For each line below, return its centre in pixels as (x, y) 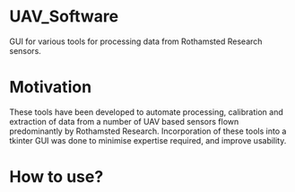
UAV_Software (64, 17)
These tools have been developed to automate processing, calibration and (147, 112)
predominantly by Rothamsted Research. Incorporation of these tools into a (148, 131)
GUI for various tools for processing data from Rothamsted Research (136, 41)
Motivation (51, 87)
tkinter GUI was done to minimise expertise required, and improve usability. (148, 140)
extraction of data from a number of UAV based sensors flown (124, 121)
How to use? (56, 177)
